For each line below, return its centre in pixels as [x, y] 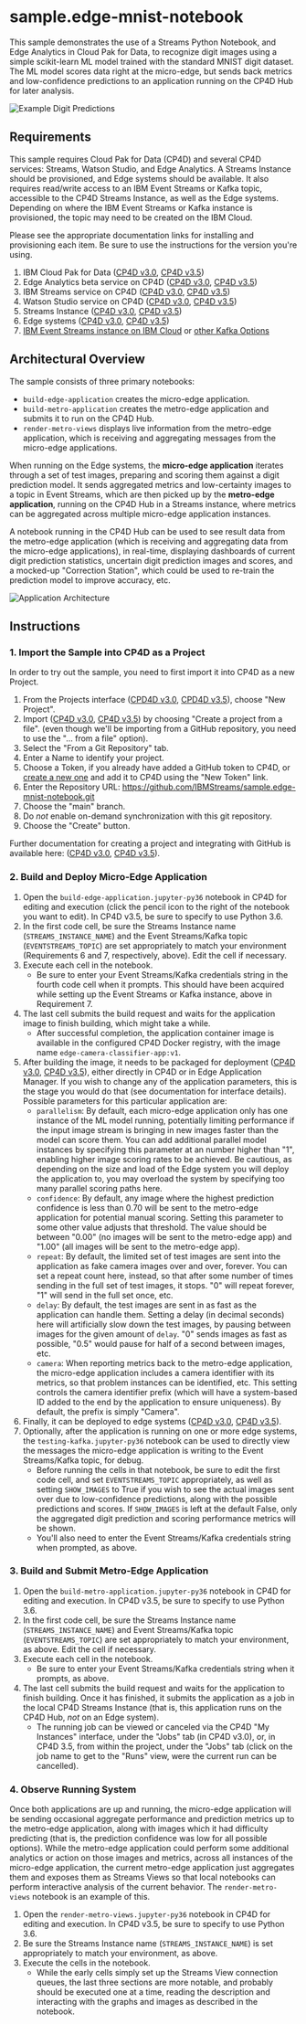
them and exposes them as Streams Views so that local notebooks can [142, 1877]
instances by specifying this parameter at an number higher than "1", [165, 1150]
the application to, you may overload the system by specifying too [160, 1178]
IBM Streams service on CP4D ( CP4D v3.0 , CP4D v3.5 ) [127, 291]
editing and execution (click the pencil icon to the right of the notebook [156, 906]
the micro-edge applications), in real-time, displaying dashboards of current [153, 551]
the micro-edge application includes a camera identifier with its [155, 1372]
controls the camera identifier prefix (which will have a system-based [167, 1392]
